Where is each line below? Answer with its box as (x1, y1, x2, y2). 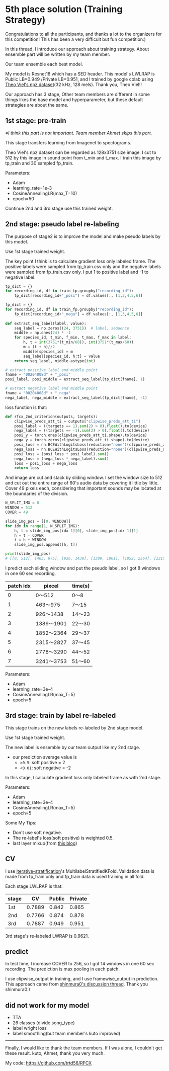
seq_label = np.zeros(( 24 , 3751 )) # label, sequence (14, 325, 129, 331)
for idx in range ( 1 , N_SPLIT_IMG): (5, 523, 80, 529)
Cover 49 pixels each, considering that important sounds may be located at (5, 485, 161, 491)
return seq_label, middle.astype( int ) (14, 358, 96, 363)
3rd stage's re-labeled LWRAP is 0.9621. (5, 933, 89, 939)
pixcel (43, 582, 59, 589)
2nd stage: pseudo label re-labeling (5, 220, 119, 228)
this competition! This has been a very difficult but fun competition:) (5, 36, 146, 42)
